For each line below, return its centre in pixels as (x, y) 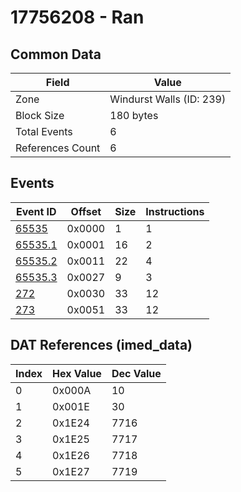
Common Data (56, 54)
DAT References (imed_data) (101, 345)
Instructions (175, 211)
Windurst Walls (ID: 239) (168, 99)
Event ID (36, 211)
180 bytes (134, 115)
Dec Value (136, 373)
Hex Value (77, 373)
